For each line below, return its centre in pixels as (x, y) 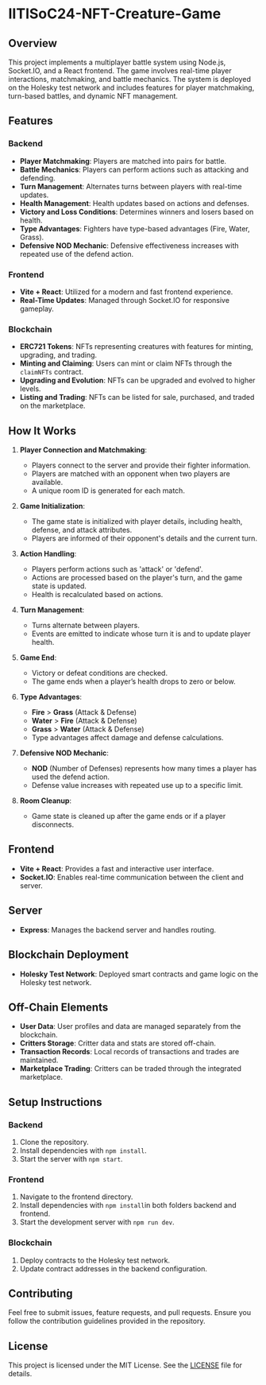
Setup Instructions (55, 1102)
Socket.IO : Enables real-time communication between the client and (131, 877)
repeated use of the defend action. (77, 254)
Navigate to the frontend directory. (76, 1197)
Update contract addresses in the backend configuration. (114, 1268)
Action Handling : (48, 554)
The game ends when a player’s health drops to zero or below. (133, 681)
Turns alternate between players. (86, 626)
